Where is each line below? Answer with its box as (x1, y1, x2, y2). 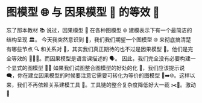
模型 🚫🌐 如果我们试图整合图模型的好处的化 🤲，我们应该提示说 (32, 64, 185, 71)
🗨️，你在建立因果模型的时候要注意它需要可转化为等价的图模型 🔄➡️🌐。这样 (6, 72, 190, 79)
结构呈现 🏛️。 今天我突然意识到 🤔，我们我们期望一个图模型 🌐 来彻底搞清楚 (6, 36, 192, 43)
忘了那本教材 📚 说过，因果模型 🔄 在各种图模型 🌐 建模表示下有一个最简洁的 (6, 27, 192, 34)
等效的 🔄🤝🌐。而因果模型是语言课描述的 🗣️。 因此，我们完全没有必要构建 (11, 55, 191, 62)
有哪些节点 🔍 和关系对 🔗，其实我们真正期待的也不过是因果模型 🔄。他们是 (6, 45, 188, 52)
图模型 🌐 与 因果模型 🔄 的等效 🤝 (6, 5, 160, 19)
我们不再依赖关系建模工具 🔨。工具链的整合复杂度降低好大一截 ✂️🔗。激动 (16, 81, 197, 88)
